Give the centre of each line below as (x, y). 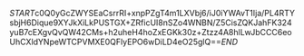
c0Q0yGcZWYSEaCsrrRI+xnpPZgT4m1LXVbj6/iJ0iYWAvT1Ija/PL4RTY (165, 13)
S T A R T (22, 13)
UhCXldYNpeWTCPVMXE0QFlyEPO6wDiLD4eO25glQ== (116, 42)
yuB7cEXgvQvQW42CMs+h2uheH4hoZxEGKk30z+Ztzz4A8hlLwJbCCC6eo (151, 32)
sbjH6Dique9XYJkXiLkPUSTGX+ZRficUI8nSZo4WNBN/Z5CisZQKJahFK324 (151, 23)
